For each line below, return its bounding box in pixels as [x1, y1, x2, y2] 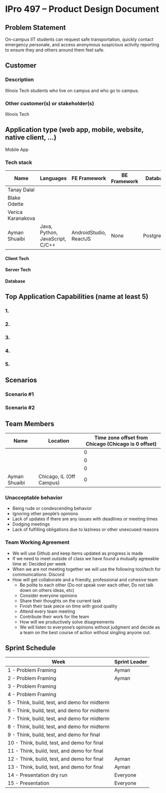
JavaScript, [40, 235, 67, 242]
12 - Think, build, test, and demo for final [7, 756, 104, 763]
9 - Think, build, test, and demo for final [7, 731, 100, 738]
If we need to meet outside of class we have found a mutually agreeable [12, 555, 159, 562]
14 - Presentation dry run [7, 772, 68, 779]
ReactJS [71, 235, 91, 242]
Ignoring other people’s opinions [12, 510, 78, 517]
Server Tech [5, 267, 31, 273]
